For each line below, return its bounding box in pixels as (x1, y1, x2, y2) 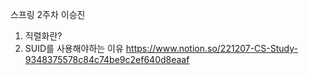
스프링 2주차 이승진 (10, 9, 86, 20)
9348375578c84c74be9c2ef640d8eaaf (24, 54, 190, 65)
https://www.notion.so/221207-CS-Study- (125, 43, 298, 54)
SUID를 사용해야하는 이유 (24, 43, 124, 54)
